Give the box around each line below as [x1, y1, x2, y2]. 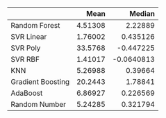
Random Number [10, 100, 67, 109]
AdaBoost [10, 88, 43, 98]
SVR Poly [10, 43, 41, 53]
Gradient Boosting [10, 77, 70, 86]
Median [129, 9, 155, 18]
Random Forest [10, 21, 60, 30]
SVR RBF [10, 55, 40, 64]
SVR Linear [10, 32, 47, 41]
